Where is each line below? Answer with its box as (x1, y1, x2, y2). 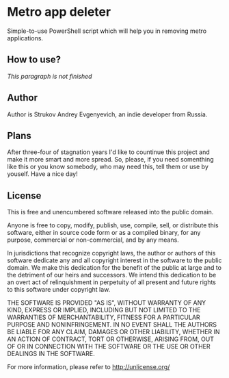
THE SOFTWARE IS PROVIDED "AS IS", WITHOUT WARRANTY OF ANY (7, 299, 206, 307)
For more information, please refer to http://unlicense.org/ (7, 363, 170, 371)
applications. (7, 34, 43, 42)
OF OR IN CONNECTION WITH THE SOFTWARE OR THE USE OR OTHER (7, 342, 211, 351)
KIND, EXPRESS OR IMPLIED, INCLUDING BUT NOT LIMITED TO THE (7, 306, 201, 314)
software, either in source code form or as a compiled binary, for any (7, 229, 201, 237)
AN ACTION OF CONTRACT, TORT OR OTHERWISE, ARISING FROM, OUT (7, 335, 214, 343)
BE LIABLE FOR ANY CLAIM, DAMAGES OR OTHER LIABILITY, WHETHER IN (7, 328, 220, 336)
